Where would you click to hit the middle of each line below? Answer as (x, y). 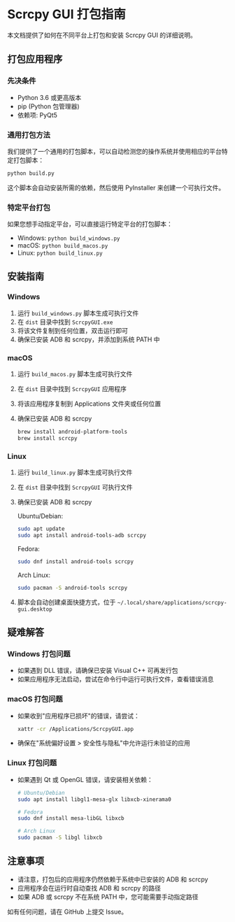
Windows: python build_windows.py (69, 238)
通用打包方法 (29, 135)
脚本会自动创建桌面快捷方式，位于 (66, 602)
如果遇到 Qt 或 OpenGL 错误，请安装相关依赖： (85, 779)
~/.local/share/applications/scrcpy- (172, 602)
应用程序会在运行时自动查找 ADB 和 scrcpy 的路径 (89, 888)
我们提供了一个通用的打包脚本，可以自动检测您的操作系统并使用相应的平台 (114, 151)
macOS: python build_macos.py (63, 246)
